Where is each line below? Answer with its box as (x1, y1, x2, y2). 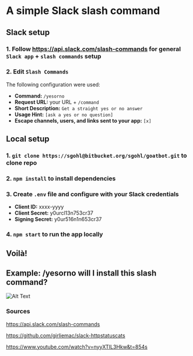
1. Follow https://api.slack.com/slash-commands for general (6, 45, 181, 53)
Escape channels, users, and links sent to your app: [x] (14, 117, 152, 124)
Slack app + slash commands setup (6, 52, 101, 60)
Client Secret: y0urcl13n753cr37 (14, 210, 94, 217)
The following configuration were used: (6, 81, 100, 88)
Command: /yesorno (14, 92, 65, 99)
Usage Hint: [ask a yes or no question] (14, 111, 114, 118)
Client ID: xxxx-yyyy (14, 203, 64, 211)
